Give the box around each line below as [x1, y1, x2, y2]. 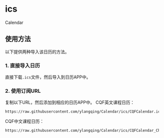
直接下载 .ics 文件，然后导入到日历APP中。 [5, 74, 91, 80]
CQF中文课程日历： [5, 118, 44, 124]
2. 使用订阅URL [5, 87, 41, 94]
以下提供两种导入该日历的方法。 [5, 49, 69, 55]
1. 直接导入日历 [5, 62, 41, 69]
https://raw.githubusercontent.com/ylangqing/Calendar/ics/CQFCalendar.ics [5, 109, 163, 114]
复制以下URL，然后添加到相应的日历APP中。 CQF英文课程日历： [5, 99, 135, 105]
